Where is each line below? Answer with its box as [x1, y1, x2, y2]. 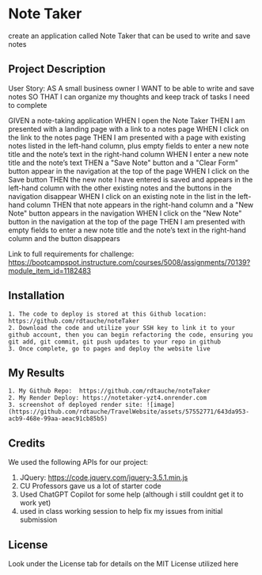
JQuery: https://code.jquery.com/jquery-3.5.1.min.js [19, 473, 188, 482]
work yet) [19, 498, 51, 508]
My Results [8, 366, 65, 379]
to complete [8, 100, 47, 109]
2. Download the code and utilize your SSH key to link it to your [8, 324, 236, 332]
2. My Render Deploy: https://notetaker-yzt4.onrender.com [8, 394, 207, 402]
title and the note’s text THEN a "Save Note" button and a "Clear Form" [8, 158, 239, 167]
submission [19, 515, 58, 524]
